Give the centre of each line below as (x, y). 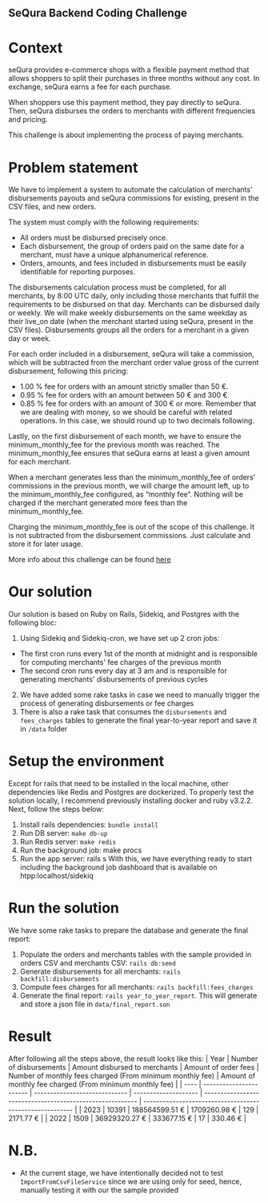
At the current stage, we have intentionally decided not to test (122, 1173)
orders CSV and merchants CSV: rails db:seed (98, 963)
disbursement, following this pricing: (68, 371)
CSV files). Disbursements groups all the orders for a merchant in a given (129, 330)
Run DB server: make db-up (64, 833)
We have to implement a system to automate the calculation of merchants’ (130, 190)
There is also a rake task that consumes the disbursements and (123, 712)
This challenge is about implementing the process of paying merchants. (126, 135)
